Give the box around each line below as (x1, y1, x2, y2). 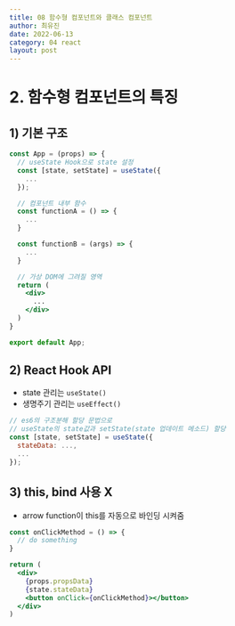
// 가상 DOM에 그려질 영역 (17, 272, 102, 281)
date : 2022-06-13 (9, 29, 74, 38)
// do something (17, 536, 77, 545)
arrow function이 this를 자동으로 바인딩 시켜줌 (21, 509, 185, 521)
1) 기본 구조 (9, 126, 69, 141)
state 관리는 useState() (21, 387, 107, 398)
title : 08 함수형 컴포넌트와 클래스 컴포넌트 (9, 12, 153, 22)
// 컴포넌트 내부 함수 (17, 199, 86, 207)
